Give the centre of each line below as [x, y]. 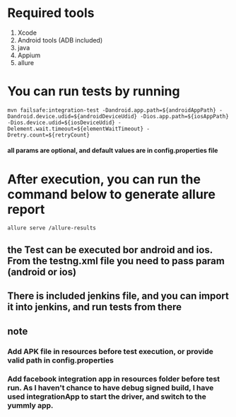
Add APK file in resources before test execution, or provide [111, 351]
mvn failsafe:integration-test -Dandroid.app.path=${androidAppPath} [112, 110]
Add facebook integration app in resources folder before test [114, 379]
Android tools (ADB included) [60, 40]
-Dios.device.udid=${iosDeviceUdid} [61, 122]
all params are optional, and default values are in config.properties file [113, 151]
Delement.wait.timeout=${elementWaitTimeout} [75, 129]
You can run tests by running [94, 92]
